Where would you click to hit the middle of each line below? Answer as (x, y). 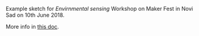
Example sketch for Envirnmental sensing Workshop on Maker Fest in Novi (99, 9)
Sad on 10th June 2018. (35, 15)
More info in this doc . (32, 27)
